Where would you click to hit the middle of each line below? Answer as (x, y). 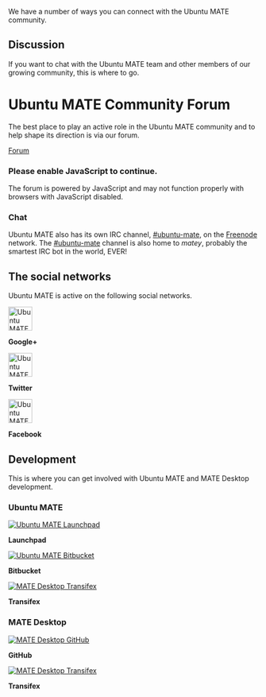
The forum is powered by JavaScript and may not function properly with (126, 188)
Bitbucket (25, 571)
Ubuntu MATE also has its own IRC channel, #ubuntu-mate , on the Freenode (133, 234)
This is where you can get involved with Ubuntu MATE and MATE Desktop (129, 478)
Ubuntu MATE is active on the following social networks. (100, 296)
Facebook (25, 434)
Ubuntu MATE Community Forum (120, 105)
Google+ (23, 342)
